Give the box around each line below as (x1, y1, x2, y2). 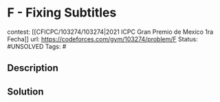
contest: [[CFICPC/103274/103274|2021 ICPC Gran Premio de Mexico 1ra (7, 28, 214, 36)
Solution (7, 85, 44, 97)
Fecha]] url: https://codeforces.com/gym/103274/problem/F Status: (7, 34, 198, 43)
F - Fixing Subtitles (7, 5, 117, 21)
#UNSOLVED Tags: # (7, 42, 67, 50)
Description (7, 62, 58, 74)
